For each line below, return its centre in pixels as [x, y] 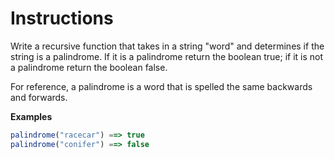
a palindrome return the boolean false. [89, 67]
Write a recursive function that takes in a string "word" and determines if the [167, 46]
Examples [31, 116]
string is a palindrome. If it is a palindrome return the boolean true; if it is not [167, 56]
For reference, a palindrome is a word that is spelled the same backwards [161, 86]
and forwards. [39, 97]
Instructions [62, 18]
